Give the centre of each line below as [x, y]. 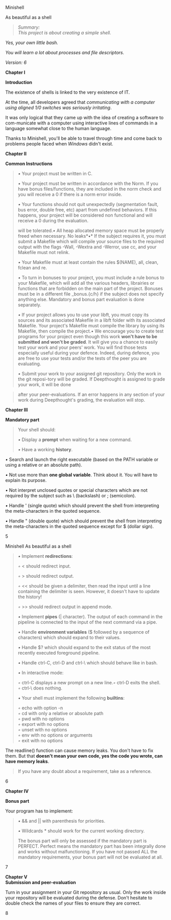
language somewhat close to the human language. [58, 128]
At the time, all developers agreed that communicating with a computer [80, 102]
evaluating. [29, 364]
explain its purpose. [26, 480]
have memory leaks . [27, 761]
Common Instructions [29, 164]
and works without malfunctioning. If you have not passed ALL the [87, 852]
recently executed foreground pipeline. [59, 653]
